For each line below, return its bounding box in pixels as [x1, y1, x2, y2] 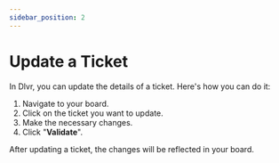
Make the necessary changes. [21, 117, 133, 127]
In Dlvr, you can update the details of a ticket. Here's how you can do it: [9, 81, 271, 92]
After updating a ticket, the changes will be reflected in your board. [9, 143, 255, 154]
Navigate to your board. [21, 98, 109, 109]
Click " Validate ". [21, 126, 83, 137]
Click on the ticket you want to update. [21, 108, 164, 118]
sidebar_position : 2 [9, 12, 86, 22]
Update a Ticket [9, 51, 129, 71]
